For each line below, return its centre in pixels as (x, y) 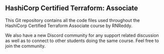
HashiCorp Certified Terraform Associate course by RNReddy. (69, 25)
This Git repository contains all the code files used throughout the (73, 20)
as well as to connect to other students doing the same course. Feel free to (82, 40)
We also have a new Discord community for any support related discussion (82, 35)
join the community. (25, 46)
